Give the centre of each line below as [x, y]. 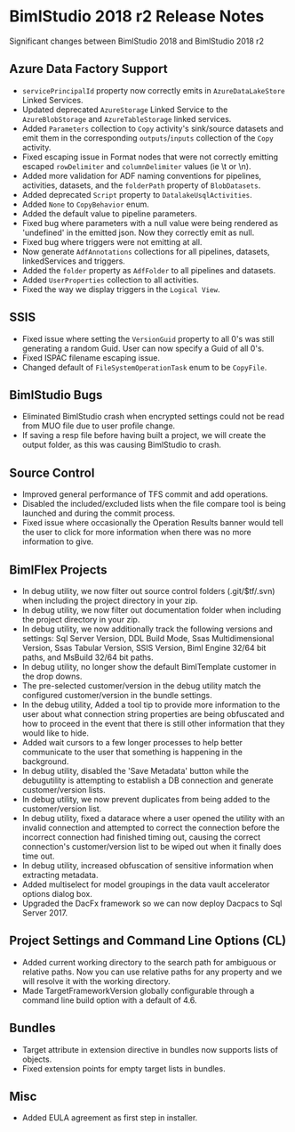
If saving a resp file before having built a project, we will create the [144, 436]
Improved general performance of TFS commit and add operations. [145, 494]
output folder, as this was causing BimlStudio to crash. [122, 445]
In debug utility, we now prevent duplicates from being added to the [146, 799]
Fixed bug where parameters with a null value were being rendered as [150, 223]
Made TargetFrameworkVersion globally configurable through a [138, 990]
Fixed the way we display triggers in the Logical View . [121, 289]
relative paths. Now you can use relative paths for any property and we [152, 972]
